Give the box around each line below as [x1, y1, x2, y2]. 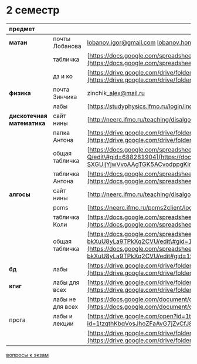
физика [9, 89, 31, 97]
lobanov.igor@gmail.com [87, 38, 156, 46]
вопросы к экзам [6, 351, 49, 358]
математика [9, 119, 46, 127]
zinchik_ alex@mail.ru [87, 89, 145, 97]
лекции [52, 319, 74, 328]
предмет [9, 25, 35, 33]
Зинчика [52, 92, 77, 100]
